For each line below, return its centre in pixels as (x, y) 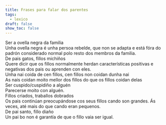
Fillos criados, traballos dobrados (39, 96)
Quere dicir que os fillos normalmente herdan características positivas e (79, 64)
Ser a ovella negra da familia (34, 42)
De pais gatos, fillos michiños (35, 58)
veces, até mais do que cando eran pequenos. (53, 106)
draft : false (19, 24)
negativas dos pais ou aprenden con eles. (48, 69)
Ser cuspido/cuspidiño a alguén (38, 85)
